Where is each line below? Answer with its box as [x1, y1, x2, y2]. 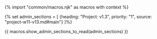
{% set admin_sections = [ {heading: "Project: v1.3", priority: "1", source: [4, 14, 152, 19]
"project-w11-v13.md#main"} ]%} [4, 19, 73, 25]
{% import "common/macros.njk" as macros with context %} [4, 4, 129, 10]
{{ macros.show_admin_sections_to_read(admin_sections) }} [4, 29, 129, 34]
